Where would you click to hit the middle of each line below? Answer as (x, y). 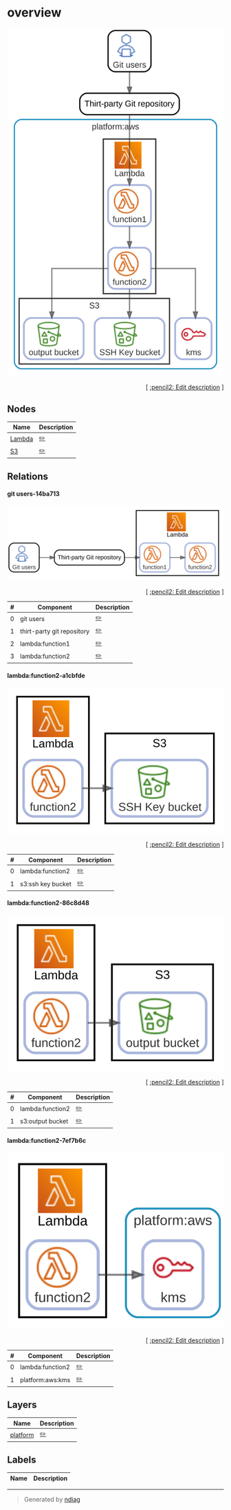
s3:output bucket (44, 1121)
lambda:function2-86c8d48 (48, 903)
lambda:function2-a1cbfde (46, 675)
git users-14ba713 (33, 494)
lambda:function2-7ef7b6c (47, 1140)
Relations (28, 476)
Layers (22, 1404)
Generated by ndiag (52, 1500)
